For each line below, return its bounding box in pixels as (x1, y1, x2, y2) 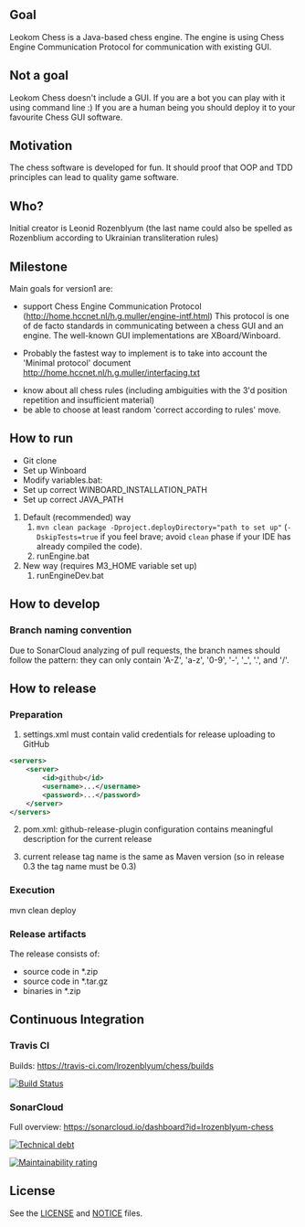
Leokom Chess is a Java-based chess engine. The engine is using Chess (9, 31, 285, 42)
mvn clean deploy (9, 904, 77, 915)
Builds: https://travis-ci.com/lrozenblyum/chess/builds (9, 1060, 215, 1071)
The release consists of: (9, 948, 100, 959)
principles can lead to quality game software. (9, 172, 180, 183)
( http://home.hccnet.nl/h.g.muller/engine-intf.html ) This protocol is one (22, 311, 289, 322)
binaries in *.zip (22, 985, 81, 996)
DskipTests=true (36, 532, 99, 542)
